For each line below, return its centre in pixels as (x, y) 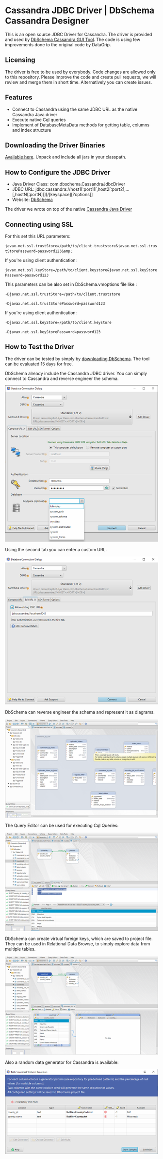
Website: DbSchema (33, 200)
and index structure (32, 130)
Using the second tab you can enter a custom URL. (56, 550)
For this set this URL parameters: (38, 236)
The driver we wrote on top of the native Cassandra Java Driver (69, 209)
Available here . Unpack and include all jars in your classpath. (66, 157)
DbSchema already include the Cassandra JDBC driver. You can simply (76, 373)
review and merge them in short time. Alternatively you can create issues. (79, 82)
